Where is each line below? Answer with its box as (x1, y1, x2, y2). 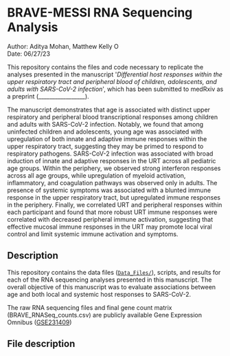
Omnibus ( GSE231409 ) (7, 318, 72, 326)
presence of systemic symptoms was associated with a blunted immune (7, 186, 211, 194)
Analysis (7, 19, 58, 35)
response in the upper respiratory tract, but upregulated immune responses (7, 193, 221, 201)
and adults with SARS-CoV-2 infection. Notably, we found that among (7, 120, 204, 128)
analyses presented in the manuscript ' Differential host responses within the (7, 70, 223, 78)
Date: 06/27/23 (7, 50, 50, 58)
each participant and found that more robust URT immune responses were (7, 208, 218, 216)
